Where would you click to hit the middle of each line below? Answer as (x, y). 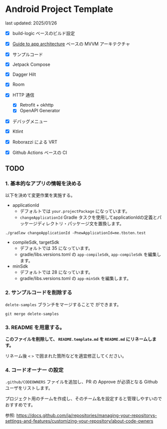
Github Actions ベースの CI (40, 152)
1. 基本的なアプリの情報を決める (43, 184)
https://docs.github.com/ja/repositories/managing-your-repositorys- (86, 416)
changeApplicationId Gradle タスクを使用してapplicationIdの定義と (88, 217)
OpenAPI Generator (40, 111)
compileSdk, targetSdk (36, 242)
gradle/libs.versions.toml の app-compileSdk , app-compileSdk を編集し (90, 255)
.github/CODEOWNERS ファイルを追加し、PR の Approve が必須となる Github (82, 382)
